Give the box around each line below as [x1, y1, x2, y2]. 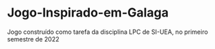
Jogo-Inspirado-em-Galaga [7, 5, 169, 21]
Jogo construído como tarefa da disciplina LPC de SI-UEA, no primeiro [7, 28, 209, 36]
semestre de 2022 [7, 35, 60, 43]
